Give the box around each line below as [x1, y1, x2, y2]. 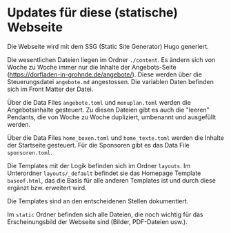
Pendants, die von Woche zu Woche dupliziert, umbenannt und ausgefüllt [7, 112, 217, 121]
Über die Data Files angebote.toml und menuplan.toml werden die [7, 98, 191, 106]
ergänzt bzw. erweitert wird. [7, 183, 88, 192]
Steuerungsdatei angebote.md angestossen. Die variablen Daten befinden [7, 77, 214, 85]
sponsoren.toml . [7, 148, 53, 156]
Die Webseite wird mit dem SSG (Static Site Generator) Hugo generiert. [7, 42, 209, 50]
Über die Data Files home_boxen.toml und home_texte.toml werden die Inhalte [7, 133, 224, 142]
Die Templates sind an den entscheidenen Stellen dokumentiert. [7, 196, 189, 205]
